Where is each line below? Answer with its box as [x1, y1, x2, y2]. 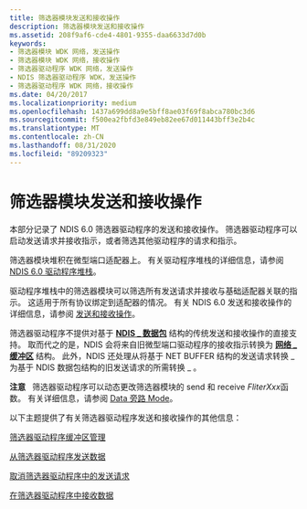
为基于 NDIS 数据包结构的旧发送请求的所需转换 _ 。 [9, 362, 202, 373]
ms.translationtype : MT [9, 124, 101, 133]
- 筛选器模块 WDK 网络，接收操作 [9, 56, 121, 65]
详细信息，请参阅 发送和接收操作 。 [9, 308, 140, 319]
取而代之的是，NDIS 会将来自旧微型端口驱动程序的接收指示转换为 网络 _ [26, 339, 298, 350]
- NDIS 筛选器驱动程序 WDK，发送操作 [9, 73, 137, 82]
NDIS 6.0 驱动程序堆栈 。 [9, 266, 101, 277]
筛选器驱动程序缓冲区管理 [9, 431, 106, 442]
